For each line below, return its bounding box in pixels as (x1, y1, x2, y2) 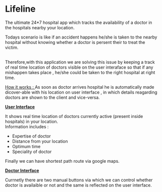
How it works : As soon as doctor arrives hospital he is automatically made (5, 84, 155, 90)
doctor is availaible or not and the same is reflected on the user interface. (5, 182, 152, 188)
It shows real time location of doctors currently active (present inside (5, 113, 144, 119)
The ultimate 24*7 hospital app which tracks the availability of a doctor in (5, 19, 152, 25)
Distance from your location (12, 138, 68, 144)
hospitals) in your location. (5, 118, 58, 124)
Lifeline (5, 3, 36, 15)
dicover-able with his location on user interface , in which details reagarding (5, 89, 158, 95)
